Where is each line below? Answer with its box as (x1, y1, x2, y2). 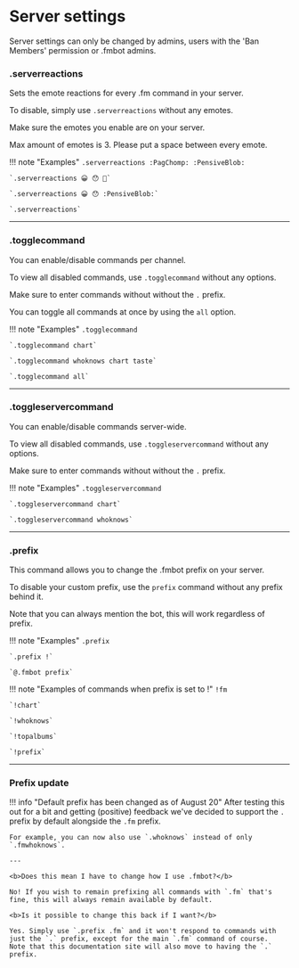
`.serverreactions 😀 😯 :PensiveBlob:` (9, 190, 159, 199)
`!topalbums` (9, 733, 58, 742)
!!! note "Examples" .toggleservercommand (9, 482, 162, 493)
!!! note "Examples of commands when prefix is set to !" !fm (9, 684, 228, 694)
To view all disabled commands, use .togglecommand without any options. (9, 272, 277, 283)
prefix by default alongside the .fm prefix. (9, 816, 162, 826)
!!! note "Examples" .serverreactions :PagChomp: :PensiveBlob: (9, 157, 246, 168)
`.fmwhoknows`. (9, 841, 66, 850)
